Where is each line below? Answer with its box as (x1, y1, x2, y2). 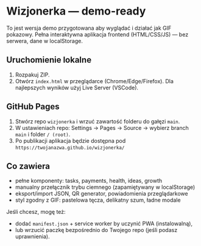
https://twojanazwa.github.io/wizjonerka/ (15, 145, 125, 151)
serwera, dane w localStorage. (6, 37, 83, 44)
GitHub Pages (6, 101, 60, 112)
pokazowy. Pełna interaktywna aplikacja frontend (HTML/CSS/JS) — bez (6, 30, 189, 38)
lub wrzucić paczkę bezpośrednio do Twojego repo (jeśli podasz (15, 227, 178, 234)
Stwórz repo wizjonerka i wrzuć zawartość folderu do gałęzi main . (15, 117, 180, 125)
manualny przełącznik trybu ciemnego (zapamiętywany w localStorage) (15, 183, 196, 191)
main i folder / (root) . (15, 131, 71, 138)
